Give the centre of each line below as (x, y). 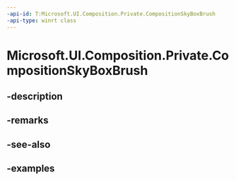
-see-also (29, 145)
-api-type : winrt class (42, 21)
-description (35, 97)
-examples (31, 169)
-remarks (28, 121)
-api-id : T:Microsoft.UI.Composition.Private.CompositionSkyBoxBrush (111, 14)
